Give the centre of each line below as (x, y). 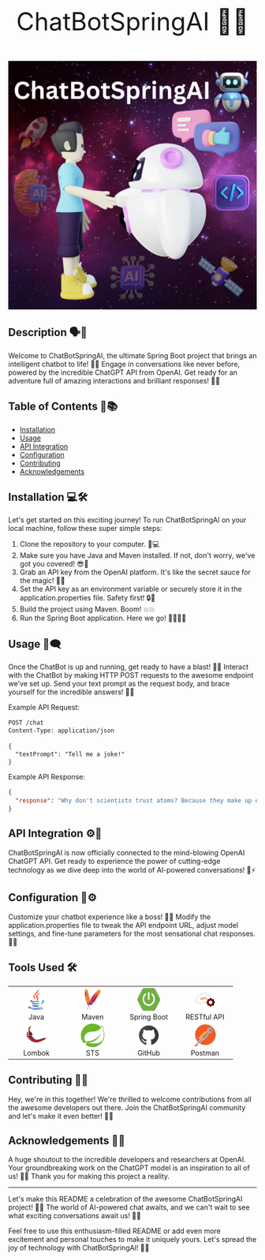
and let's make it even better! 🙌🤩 (61, 1116)
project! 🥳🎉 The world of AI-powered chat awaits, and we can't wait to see (129, 1207)
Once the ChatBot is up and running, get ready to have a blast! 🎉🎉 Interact (129, 667)
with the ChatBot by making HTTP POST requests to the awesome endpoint (131, 675)
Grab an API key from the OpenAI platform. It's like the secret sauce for (135, 572)
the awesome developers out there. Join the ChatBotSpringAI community (127, 1107)
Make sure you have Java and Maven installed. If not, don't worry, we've (137, 555)
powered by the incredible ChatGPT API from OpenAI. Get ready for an (123, 372)
